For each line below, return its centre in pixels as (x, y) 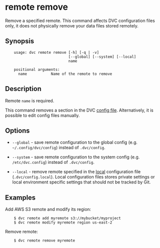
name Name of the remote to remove (65, 74)
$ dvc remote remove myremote (45, 241)
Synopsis (20, 41)
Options (18, 130)
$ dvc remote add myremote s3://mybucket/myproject (67, 218)
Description (23, 89)
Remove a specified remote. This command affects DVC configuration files (80, 21)
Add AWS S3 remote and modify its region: (48, 209)
